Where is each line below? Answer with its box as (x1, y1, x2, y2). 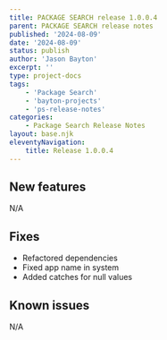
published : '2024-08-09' (9, 30, 102, 38)
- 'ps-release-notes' (25, 105, 105, 114)
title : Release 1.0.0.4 (25, 146, 114, 155)
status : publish (9, 47, 70, 55)
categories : (9, 113, 54, 122)
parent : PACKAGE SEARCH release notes (9, 21, 154, 30)
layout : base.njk (9, 130, 74, 139)
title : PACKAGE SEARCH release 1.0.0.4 (9, 13, 158, 22)
